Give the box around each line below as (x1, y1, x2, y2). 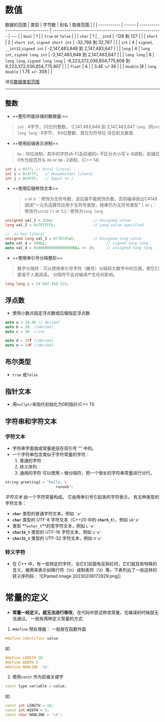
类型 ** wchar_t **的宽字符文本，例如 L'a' (12, 523, 95, 529)
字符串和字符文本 (5, 417, 57, 425)
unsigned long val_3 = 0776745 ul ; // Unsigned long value (5, 236, 141, 241)
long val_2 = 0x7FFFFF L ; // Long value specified (5, 223, 144, 228)
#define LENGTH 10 (5, 655, 43, 660)
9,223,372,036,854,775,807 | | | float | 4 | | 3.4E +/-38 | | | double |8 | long (5, 63, 157, 69)
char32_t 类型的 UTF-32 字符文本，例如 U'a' (12, 535, 103, 541)
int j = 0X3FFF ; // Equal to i (5, 176, 74, 181)
